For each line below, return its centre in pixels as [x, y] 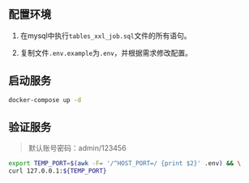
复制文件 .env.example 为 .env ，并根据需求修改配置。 [106, 53]
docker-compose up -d [45, 100]
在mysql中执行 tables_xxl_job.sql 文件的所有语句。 [105, 36]
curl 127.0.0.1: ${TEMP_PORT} [58, 171]
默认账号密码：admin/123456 [77, 148]
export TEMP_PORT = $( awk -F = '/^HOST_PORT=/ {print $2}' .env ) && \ [125, 164]
